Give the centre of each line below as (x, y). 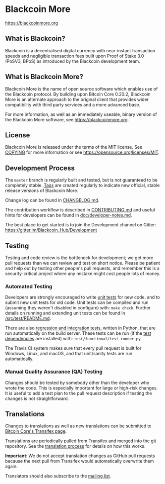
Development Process (40, 168)
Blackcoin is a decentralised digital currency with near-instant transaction (80, 50)
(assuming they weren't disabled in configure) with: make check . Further (78, 308)
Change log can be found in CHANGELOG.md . (52, 200)
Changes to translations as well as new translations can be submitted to (79, 426)
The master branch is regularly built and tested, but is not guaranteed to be (81, 180)
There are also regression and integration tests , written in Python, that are (81, 328)
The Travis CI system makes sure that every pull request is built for (73, 348)
